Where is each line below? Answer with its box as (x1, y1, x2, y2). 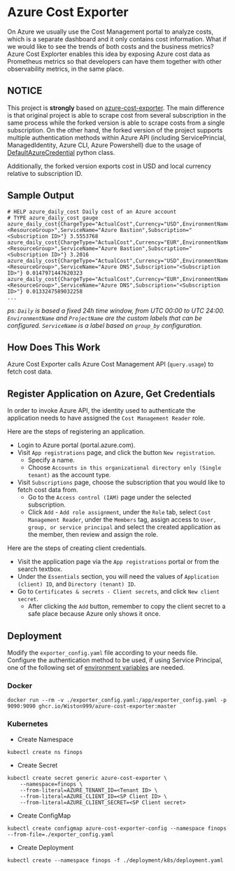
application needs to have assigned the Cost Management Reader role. (7, 414, 206, 423)
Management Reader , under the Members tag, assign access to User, (27, 516, 217, 524)
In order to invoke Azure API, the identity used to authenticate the (7, 406, 196, 415)
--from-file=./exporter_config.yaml (7, 831, 114, 838)
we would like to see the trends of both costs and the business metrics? (7, 42, 215, 50)
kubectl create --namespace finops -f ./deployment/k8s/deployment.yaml (7, 856, 224, 864)
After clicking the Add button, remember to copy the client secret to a (27, 602, 226, 610)
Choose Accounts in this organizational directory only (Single (27, 463, 222, 472)
